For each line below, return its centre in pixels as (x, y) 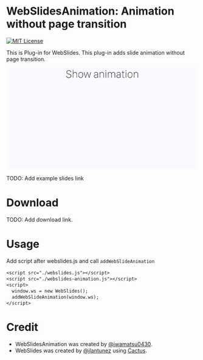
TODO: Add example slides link (45, 178)
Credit (22, 328)
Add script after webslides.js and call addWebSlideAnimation (81, 261)
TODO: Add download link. (40, 220)
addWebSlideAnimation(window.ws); (55, 297)
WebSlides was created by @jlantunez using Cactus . (81, 350)
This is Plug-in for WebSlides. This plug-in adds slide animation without (96, 52)
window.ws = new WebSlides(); (50, 291)
